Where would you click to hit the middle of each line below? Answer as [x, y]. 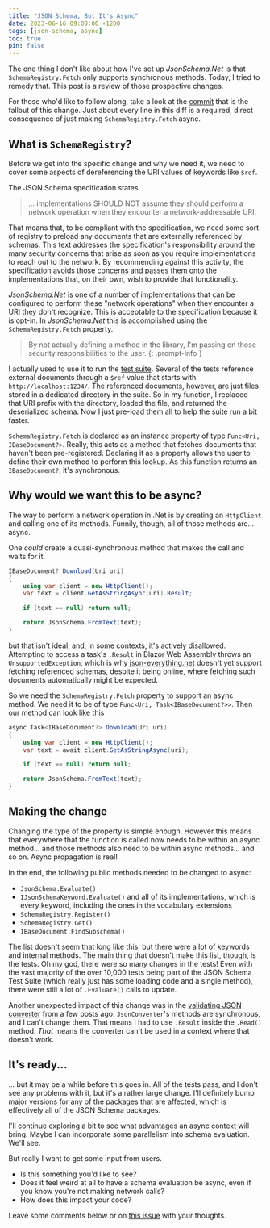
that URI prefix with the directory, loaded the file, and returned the [118, 403]
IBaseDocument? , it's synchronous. [64, 470]
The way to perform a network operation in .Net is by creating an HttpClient [135, 515]
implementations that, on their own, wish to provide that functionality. [123, 278]
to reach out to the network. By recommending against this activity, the [126, 261]
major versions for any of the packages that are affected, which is [118, 1101]
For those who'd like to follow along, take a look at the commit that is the [129, 102]
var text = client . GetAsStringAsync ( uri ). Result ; [108, 594]
